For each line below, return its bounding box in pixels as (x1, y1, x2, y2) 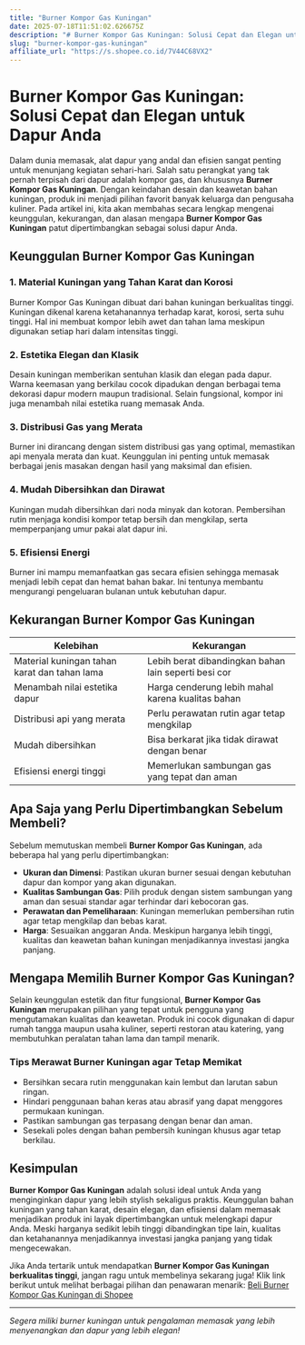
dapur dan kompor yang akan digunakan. (22, 876, 177, 887)
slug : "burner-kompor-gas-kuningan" (9, 38, 148, 48)
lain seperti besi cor (147, 665, 231, 678)
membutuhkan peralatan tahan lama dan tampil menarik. (9, 1033, 221, 1044)
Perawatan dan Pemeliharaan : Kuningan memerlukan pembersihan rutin (22, 905, 295, 916)
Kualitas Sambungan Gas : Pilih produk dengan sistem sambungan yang (22, 886, 293, 897)
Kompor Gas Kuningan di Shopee (9, 1290, 133, 1300)
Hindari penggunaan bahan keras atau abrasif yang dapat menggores (22, 1096, 283, 1107)
